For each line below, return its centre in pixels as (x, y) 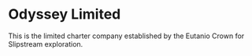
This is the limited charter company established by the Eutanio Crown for (126, 36)
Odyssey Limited (65, 14)
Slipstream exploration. (46, 44)
